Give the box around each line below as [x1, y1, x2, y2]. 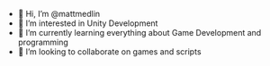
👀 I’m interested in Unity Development [17, 18, 158, 29]
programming [17, 37, 69, 47]
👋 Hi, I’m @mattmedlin [17, 9, 101, 19]
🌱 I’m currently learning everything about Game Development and [17, 28, 262, 37]
